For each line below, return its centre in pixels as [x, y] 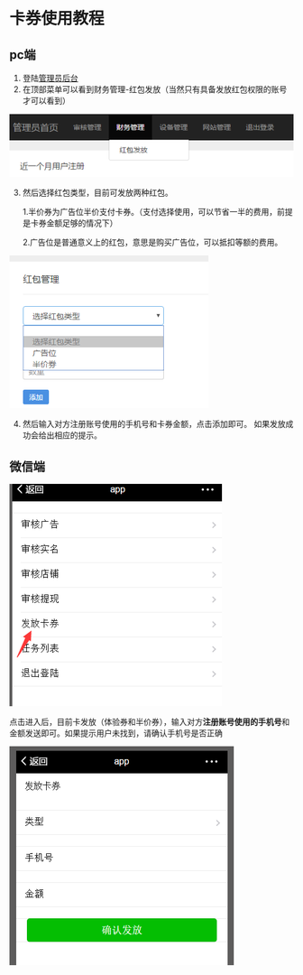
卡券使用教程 [57, 19]
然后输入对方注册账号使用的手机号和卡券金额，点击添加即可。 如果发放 [154, 424]
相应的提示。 [78, 435]
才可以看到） [46, 101]
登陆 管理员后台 [50, 78]
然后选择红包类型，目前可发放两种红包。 [97, 193]
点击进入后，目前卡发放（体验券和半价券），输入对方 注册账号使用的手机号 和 [150, 722]
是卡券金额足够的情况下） [70, 223]
